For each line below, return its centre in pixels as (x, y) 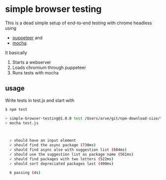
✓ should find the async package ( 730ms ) (53, 145)
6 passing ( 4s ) (25, 173)
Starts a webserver (32, 62)
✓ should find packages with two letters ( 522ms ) (62, 159)
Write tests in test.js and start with (40, 100)
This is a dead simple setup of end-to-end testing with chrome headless (79, 23)
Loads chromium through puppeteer (49, 67)
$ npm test (16, 109)
